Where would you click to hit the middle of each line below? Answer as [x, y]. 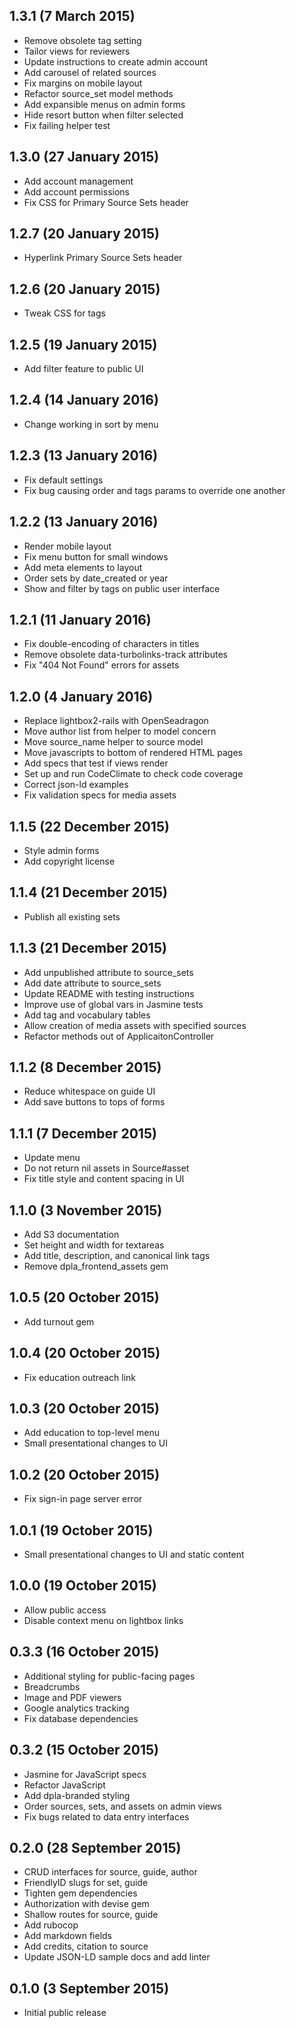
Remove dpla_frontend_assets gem [96, 1266]
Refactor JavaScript [64, 1785]
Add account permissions [76, 191]
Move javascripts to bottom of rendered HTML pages [133, 753]
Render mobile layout [67, 546]
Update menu [52, 1158]
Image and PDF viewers [72, 1697]
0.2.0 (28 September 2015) [95, 1847]
